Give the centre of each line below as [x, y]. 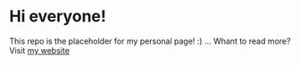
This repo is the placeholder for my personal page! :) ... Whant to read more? [150, 41]
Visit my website [39, 50]
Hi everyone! [58, 16]
